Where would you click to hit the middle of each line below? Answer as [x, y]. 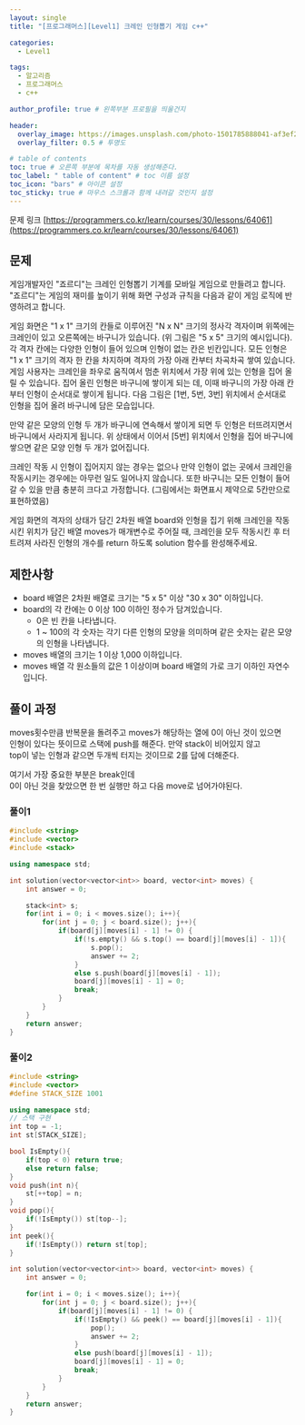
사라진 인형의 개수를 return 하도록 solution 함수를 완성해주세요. [145, 543]
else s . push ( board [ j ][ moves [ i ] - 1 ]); [148, 973]
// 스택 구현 [30, 1118]
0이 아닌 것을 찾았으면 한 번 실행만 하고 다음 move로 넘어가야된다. [126, 786]
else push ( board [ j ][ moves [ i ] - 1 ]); [143, 1353]
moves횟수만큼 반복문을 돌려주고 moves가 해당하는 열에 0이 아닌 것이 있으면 [146, 733]
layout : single [38, 18]
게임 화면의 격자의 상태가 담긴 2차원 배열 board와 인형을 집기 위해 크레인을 [141, 520]
